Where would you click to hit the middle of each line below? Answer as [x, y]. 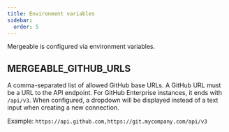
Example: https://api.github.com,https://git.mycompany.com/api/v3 [108, 121]
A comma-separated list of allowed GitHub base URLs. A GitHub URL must [114, 85]
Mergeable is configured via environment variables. [81, 47]
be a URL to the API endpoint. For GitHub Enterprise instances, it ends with [114, 93]
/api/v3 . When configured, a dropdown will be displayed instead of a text [113, 100]
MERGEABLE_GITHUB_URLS [69, 68]
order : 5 [26, 27]
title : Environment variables [51, 14]
